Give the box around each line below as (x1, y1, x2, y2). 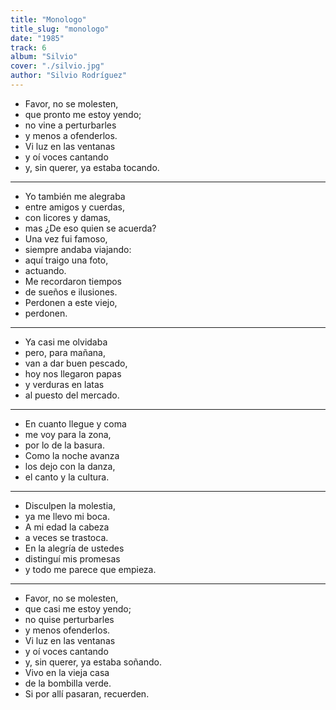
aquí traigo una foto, (24, 254, 109, 266)
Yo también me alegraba (24, 190, 126, 202)
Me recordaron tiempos (24, 275, 123, 287)
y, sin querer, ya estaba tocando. (24, 161, 160, 173)
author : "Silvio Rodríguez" (10, 71, 128, 81)
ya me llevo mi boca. (24, 510, 110, 522)
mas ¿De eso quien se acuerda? (24, 222, 157, 234)
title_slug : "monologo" (10, 24, 110, 34)
